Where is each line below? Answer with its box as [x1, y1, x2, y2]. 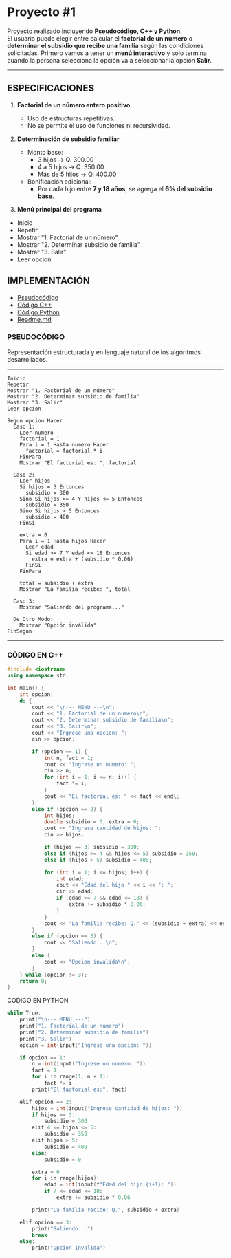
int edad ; [56, 875, 85, 882]
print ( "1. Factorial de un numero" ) [19, 1023, 125, 1030]
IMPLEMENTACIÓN [7, 275, 91, 287]
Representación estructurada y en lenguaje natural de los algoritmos [7, 348, 201, 356]
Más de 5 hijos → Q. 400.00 [37, 170, 117, 178]
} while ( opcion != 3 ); [19, 971, 88, 978]
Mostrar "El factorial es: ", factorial [19, 459, 137, 466]
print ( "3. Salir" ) [19, 1035, 72, 1042]
